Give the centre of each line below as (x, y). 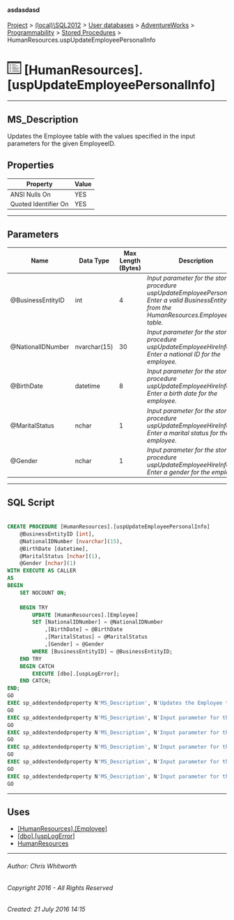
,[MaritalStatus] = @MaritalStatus (96, 637)
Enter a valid (165, 300)
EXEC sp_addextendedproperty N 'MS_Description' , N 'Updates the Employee (115, 703)
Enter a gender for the (179, 472)
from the (159, 307)
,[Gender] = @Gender (74, 644)
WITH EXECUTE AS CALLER (42, 571)
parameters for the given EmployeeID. (62, 143)
